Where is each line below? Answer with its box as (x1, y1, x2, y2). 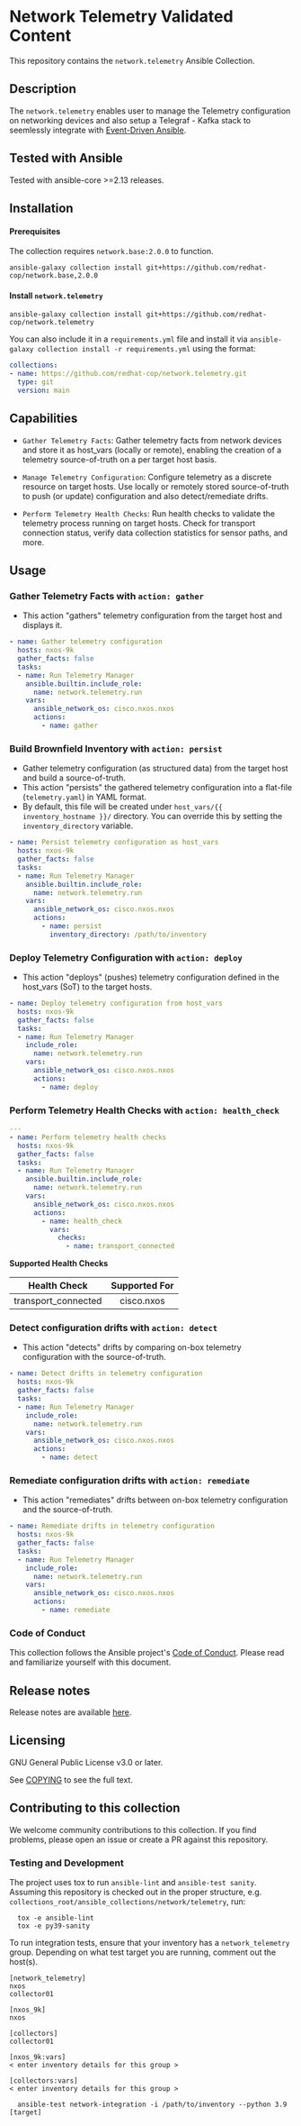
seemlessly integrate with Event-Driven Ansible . (9, 124, 187, 135)
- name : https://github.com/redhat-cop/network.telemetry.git (9, 370, 247, 379)
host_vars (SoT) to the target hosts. (22, 981, 153, 992)
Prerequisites (9, 225, 61, 236)
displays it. (22, 620, 63, 631)
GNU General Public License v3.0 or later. (9, 1756, 164, 1767)
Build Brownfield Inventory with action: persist (9, 742, 223, 754)
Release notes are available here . (9, 1707, 132, 1718)
